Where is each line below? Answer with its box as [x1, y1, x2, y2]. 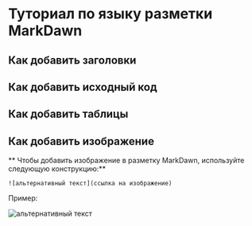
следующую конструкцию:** [8, 164, 107, 173]
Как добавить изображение [8, 134, 155, 148]
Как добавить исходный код [8, 80, 157, 94]
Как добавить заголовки [8, 53, 137, 67]
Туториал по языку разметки [8, 5, 213, 23]
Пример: [8, 193, 38, 203]
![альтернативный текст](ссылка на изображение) [8, 180, 173, 188]
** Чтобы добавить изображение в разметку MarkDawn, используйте [8, 156, 245, 166]
